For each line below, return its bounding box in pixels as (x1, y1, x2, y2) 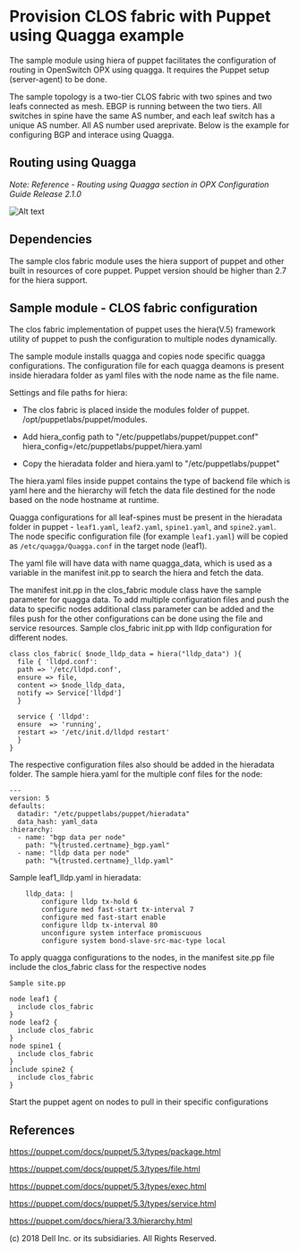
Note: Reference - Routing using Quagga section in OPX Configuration (9, 179, 269, 190)
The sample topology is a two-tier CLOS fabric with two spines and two (9, 91, 273, 102)
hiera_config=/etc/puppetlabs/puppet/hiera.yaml (21, 441, 203, 452)
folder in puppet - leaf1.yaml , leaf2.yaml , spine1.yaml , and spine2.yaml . (9, 522, 277, 532)
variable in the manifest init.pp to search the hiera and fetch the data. (9, 567, 264, 578)
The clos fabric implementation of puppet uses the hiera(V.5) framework (9, 324, 276, 335)
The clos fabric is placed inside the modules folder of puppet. (21, 405, 250, 415)
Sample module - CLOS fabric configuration (9, 300, 258, 315)
